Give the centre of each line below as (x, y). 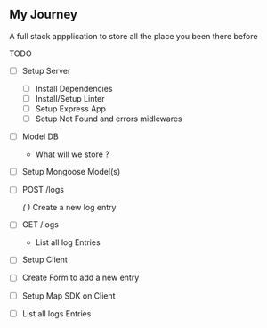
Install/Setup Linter (70, 98)
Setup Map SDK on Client (69, 295)
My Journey (44, 15)
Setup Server (46, 70)
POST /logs (43, 190)
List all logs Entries (57, 313)
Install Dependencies (74, 88)
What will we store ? (72, 154)
